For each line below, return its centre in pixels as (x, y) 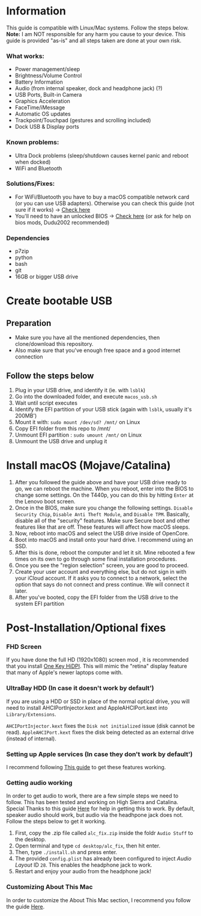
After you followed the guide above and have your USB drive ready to (101, 482)
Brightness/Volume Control (48, 76)
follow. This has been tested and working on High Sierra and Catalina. (92, 802)
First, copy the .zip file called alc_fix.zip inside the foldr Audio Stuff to (104, 833)
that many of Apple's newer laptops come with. (64, 672)
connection (29, 357)
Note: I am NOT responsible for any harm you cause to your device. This (96, 34)
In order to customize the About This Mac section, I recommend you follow (98, 900)
